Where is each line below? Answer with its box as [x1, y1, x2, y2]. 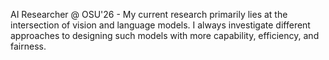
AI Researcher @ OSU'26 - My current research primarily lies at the [10, 9, 288, 20]
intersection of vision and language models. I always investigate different [10, 19, 311, 31]
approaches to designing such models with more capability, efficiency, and [10, 30, 320, 41]
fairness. [10, 40, 47, 52]
